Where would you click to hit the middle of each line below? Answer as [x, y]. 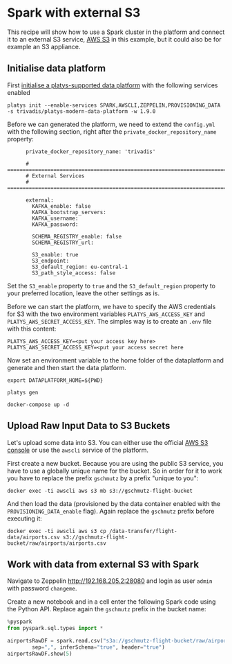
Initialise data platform [57, 68]
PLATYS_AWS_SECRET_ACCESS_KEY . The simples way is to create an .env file [109, 321]
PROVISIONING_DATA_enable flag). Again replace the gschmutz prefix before [111, 511]
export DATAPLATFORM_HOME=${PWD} [55, 380]
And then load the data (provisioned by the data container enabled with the [114, 503]
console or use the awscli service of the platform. [78, 450]
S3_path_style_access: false [74, 273]
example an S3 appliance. [44, 46]
